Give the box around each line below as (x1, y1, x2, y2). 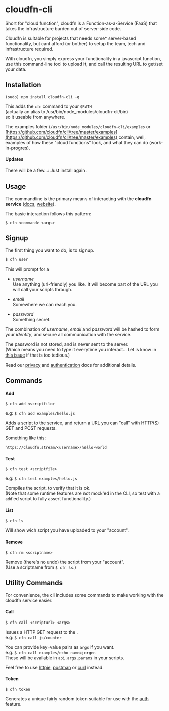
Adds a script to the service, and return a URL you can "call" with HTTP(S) (5, 420, 159, 426)
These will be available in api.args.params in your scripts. (5, 655, 124, 661)
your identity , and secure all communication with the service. (5, 331, 132, 337)
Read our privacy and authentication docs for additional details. (5, 362, 137, 368)
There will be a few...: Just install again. (5, 167, 87, 173)
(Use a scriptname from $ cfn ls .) (5, 564, 76, 570)
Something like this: (5, 435, 46, 441)
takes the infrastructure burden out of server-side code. (5, 25, 121, 31)
